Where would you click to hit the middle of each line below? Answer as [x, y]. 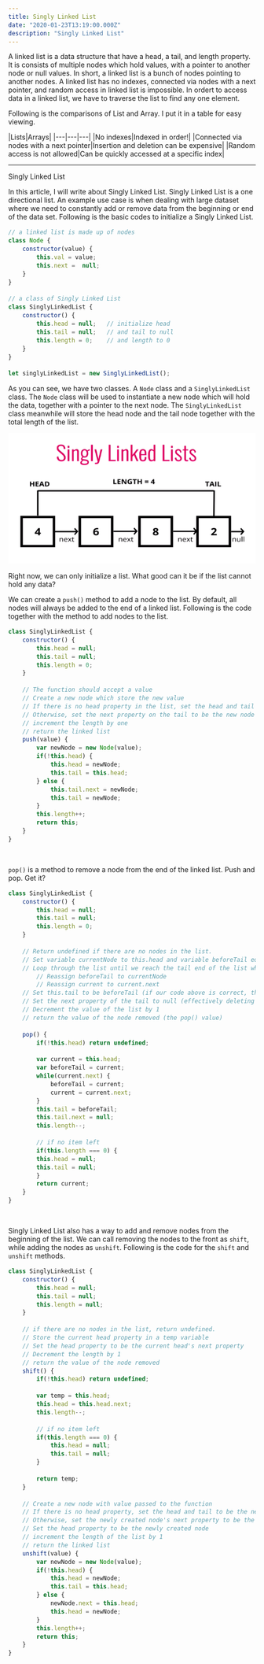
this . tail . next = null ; [75, 1118]
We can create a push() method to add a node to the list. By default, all [123, 600]
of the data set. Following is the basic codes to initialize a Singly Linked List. [131, 217]
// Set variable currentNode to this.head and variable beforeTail [135, 960]
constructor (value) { [57, 249]
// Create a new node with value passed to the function [117, 1503]
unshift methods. [37, 1256]
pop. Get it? [27, 878]
